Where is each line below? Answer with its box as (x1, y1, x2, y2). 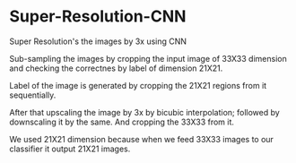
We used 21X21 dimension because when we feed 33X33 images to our (9, 133, 274, 144)
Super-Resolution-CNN (9, 6, 187, 27)
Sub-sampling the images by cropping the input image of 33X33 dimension (9, 53, 287, 64)
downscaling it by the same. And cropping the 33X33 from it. (9, 116, 235, 127)
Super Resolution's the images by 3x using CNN (9, 36, 187, 47)
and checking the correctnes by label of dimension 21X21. (9, 63, 223, 73)
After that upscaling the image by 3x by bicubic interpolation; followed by (9, 107, 280, 117)
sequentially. (9, 90, 57, 100)
